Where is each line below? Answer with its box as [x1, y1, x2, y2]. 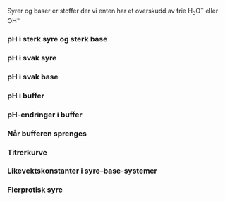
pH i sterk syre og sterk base [7, 34, 108, 44]
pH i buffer [7, 91, 44, 100]
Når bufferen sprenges [7, 129, 87, 138]
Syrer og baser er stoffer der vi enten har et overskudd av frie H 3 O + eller [7, 6, 219, 16]
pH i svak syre [7, 53, 57, 63]
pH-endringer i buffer [7, 110, 83, 119]
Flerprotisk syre [7, 185, 63, 195]
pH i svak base [7, 72, 59, 82]
